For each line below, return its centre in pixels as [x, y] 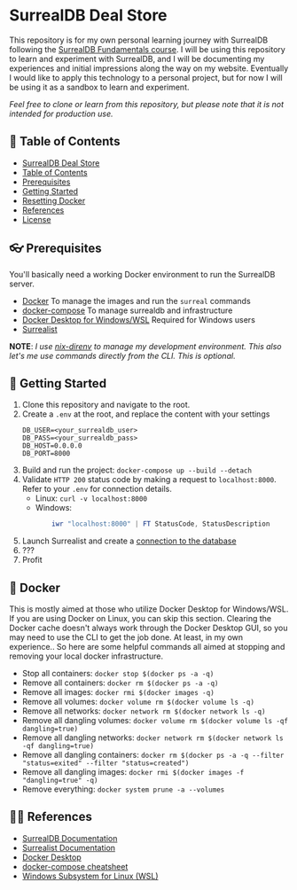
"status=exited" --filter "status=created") [106, 763]
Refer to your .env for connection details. [97, 489]
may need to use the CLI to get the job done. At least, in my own [126, 637]
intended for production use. [61, 113]
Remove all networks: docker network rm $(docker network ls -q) [144, 711]
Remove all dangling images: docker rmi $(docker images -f [133, 772]
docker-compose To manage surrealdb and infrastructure [127, 310]
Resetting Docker [54, 200]
